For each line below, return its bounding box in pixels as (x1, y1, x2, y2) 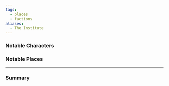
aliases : (5, 21, 24, 26)
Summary (5, 74, 30, 81)
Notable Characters (5, 42, 54, 49)
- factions (10, 16, 33, 21)
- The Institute (10, 26, 44, 31)
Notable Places (5, 55, 43, 62)
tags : (5, 7, 17, 12)
